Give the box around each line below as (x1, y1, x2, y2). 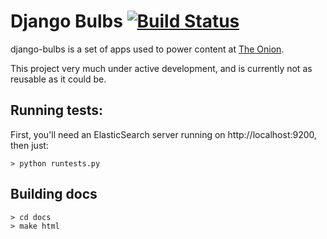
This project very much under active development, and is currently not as (10, 62, 313, 74)
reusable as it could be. (10, 73, 107, 85)
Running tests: (10, 102, 104, 119)
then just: (10, 139, 49, 151)
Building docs (10, 186, 98, 203)
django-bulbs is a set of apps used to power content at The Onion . (10, 43, 285, 55)
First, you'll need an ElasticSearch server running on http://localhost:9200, (10, 128, 318, 140)
